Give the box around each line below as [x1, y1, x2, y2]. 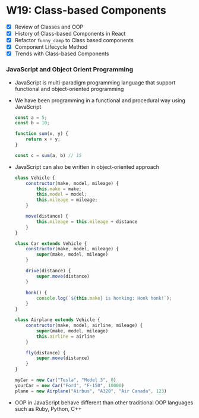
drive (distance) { [26, 268, 71, 274]
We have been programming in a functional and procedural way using [14, 96, 186, 104]
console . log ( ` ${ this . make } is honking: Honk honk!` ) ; [36, 295, 172, 301]
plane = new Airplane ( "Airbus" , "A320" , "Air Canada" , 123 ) [14, 388, 168, 394]
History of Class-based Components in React [14, 30, 126, 37]
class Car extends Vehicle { [14, 240, 87, 247]
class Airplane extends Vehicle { [14, 317, 100, 323]
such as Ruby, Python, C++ [14, 405, 82, 412]
